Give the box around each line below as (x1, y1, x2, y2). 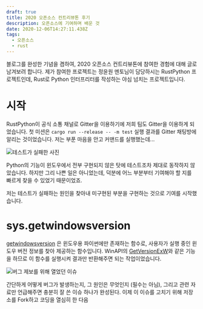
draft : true (6, 9, 36, 15)
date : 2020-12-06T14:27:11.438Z (6, 26, 88, 32)
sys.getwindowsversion (6, 219, 131, 232)
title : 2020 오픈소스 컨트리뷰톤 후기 (6, 15, 90, 21)
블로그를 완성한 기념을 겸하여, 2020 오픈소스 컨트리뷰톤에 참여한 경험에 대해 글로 (6, 60, 198, 68)
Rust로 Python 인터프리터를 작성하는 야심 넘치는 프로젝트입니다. (33, 75, 186, 83)
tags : (6, 32, 20, 38)
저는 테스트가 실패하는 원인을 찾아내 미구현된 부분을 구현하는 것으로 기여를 (6, 189, 181, 196)
